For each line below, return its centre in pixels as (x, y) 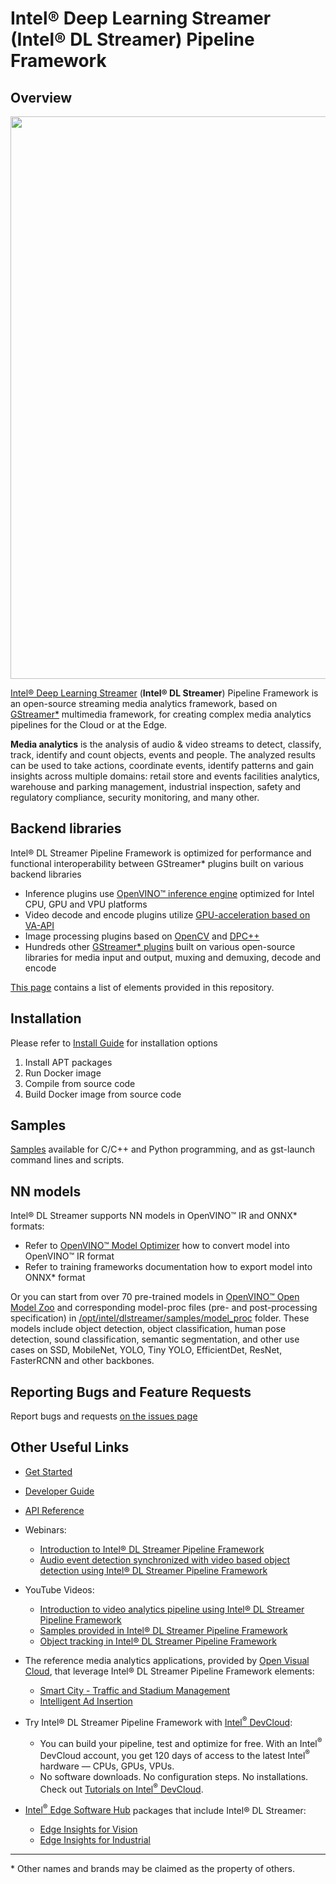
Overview (41, 97)
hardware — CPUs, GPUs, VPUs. (107, 1766)
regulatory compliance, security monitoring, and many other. (135, 797)
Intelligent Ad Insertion (86, 1701)
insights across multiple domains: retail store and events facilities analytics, (165, 776)
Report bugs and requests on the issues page (104, 1416)
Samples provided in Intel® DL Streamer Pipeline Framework (163, 1630)
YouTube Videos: (59, 1589)
